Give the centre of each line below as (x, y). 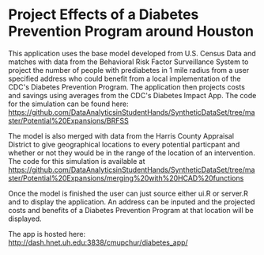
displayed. (25, 219)
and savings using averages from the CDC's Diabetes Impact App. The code (132, 95)
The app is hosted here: (47, 234)
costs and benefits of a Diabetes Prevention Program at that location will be (131, 210)
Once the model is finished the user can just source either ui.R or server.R (128, 193)
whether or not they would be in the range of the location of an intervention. (132, 153)
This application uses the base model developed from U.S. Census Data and (132, 53)
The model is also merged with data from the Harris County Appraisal (121, 135)
